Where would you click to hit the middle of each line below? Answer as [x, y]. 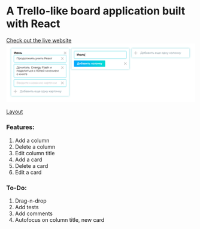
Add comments [34, 213]
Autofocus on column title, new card [60, 220]
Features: [20, 127]
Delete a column [35, 147]
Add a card [28, 159]
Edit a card [28, 172]
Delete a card [31, 165]
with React [33, 24]
